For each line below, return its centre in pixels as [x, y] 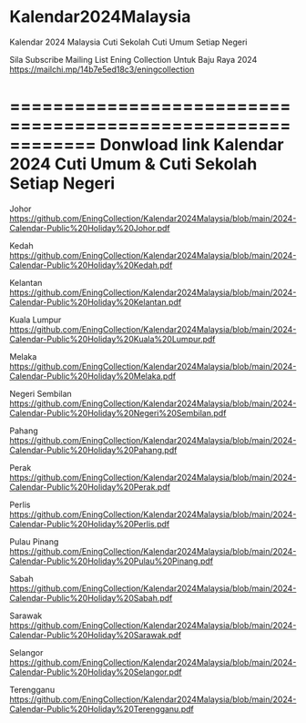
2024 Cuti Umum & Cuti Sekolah [133, 164]
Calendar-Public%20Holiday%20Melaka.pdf [92, 376]
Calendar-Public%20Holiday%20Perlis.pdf [90, 524]
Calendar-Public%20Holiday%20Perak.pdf [90, 487]
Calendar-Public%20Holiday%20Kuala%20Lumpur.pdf [112, 339]
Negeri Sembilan [41, 393]
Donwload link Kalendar [192, 145]
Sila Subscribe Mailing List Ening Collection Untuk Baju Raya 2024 [133, 59]
